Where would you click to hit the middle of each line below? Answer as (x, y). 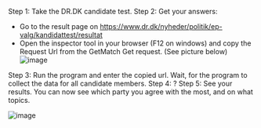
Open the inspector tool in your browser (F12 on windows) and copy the (135, 43)
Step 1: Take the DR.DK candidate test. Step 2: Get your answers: (113, 11)
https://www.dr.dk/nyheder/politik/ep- (161, 26)
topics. (19, 100)
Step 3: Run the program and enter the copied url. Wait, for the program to (128, 75)
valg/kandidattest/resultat (61, 35)
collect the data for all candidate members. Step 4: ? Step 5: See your (120, 83)
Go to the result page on (59, 26)
